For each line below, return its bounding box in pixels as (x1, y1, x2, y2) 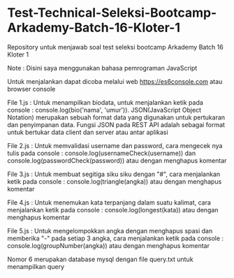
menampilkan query (7, 262, 65, 270)
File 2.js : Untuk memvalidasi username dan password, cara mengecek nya (7, 141, 223, 149)
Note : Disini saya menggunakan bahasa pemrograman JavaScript (7, 64, 198, 72)
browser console (7, 85, 56, 93)
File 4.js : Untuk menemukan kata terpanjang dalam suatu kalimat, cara (7, 198, 212, 207)
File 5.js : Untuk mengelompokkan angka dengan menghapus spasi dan (7, 226, 213, 235)
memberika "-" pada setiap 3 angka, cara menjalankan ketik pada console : (7, 234, 224, 242)
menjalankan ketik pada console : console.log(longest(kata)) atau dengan (7, 205, 219, 214)
